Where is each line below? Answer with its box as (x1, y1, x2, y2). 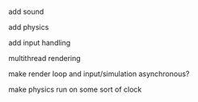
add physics (8, 22, 49, 31)
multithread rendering (8, 54, 81, 63)
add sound (8, 7, 44, 16)
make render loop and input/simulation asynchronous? (8, 69, 190, 79)
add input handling (8, 38, 71, 47)
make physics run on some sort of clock (8, 84, 142, 94)
